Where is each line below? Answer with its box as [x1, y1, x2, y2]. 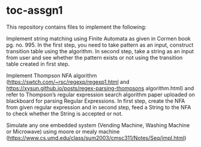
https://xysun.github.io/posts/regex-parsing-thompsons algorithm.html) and [6, 84, 194, 91]
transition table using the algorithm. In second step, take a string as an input [6, 47, 194, 54]
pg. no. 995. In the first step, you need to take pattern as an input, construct [6, 41, 194, 48]
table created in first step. [6, 60, 70, 68]
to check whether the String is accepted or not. [6, 110, 123, 117]
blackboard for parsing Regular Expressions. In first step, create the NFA [6, 97, 185, 105]
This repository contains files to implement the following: [6, 23, 147, 30]
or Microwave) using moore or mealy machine [6, 128, 120, 135]
